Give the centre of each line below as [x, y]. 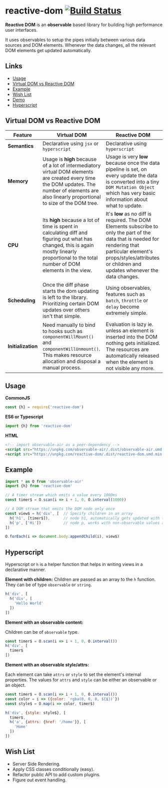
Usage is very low [127, 157]
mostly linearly [59, 251]
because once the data [133, 163]
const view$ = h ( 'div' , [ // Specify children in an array [69, 513]
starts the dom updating [70, 291]
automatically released [132, 356]
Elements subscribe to [132, 226]
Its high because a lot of [71, 220]
